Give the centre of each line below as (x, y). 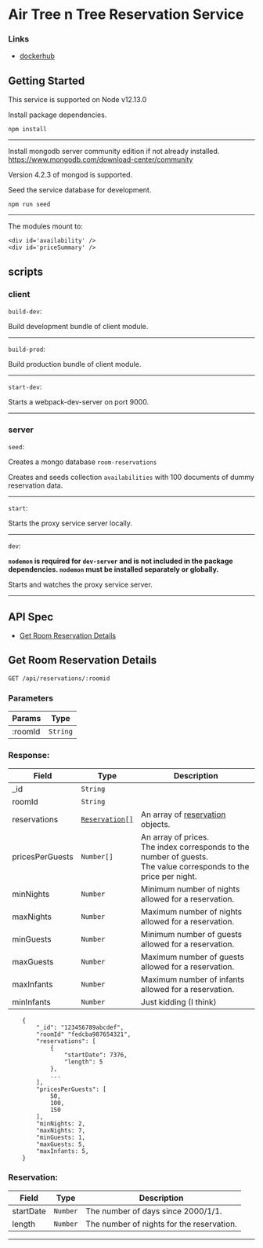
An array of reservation (183, 814)
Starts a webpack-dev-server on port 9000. (79, 401)
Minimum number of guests (191, 934)
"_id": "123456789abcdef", (80, 1027)
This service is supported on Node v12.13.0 (77, 100)
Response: (29, 756)
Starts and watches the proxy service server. (80, 585)
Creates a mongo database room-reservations (83, 462)
